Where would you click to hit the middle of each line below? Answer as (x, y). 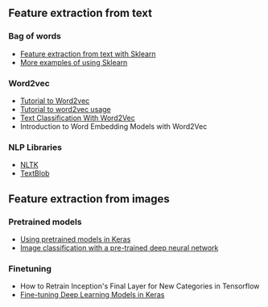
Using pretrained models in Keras (75, 239)
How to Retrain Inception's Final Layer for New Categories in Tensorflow (140, 286)
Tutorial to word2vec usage (65, 109)
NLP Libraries (35, 147)
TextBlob (35, 173)
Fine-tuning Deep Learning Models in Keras (92, 295)
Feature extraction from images (89, 199)
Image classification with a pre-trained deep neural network (119, 247)
